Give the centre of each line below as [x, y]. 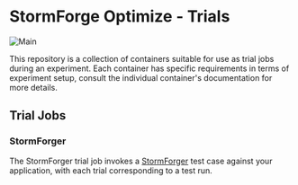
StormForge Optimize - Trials [120, 17]
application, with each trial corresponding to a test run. [111, 170]
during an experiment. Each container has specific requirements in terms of [149, 68]
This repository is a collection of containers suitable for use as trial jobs [142, 58]
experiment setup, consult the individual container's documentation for [141, 77]
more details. [34, 87]
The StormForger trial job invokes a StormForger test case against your [141, 161]
